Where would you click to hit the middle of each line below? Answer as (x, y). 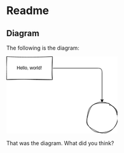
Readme (28, 11)
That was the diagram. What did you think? (60, 143)
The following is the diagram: (43, 48)
